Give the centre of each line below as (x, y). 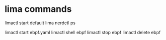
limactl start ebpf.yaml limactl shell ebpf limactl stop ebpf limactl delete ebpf (83, 32)
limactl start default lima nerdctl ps (40, 23)
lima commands (38, 9)
